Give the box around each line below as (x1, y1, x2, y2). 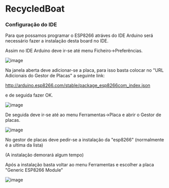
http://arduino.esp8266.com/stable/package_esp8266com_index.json (5, 82, 150, 88)
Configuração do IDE (5, 21, 57, 28)
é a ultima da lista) (5, 142, 43, 148)
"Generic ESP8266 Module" (5, 167, 63, 173)
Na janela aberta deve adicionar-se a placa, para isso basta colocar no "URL (5, 67, 164, 73)
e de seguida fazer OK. (5, 92, 53, 99)
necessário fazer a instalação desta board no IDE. (5, 38, 109, 44)
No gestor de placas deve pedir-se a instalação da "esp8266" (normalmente (5, 137, 164, 143)
